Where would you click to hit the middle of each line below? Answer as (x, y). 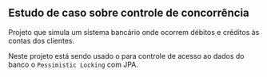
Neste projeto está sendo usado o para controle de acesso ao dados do (126, 56)
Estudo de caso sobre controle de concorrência (129, 13)
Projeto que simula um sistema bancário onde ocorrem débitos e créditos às (134, 32)
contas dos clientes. (42, 40)
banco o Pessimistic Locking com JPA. (73, 64)
